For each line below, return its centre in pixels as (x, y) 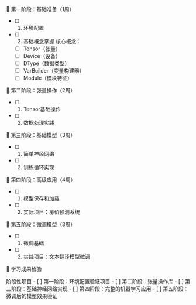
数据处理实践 (39, 123)
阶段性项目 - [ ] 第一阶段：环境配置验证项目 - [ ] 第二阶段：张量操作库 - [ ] (95, 282)
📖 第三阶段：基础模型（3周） (41, 135)
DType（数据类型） (47, 63)
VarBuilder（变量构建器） (54, 71)
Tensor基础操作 (42, 109)
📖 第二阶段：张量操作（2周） (41, 91)
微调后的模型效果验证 (32, 296)
